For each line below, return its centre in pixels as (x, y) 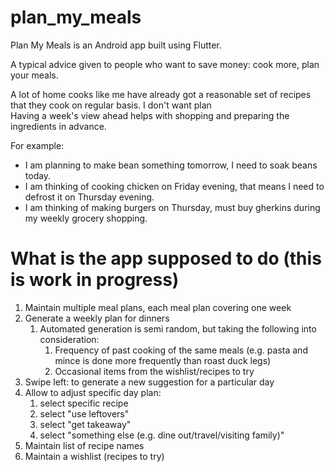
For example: (37, 145)
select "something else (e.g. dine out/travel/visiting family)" (162, 435)
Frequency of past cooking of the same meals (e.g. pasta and (181, 350)
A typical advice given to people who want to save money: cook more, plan (165, 64)
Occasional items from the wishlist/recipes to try (154, 371)
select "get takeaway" (85, 424)
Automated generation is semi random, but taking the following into (178, 328)
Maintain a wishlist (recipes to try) (94, 456)
